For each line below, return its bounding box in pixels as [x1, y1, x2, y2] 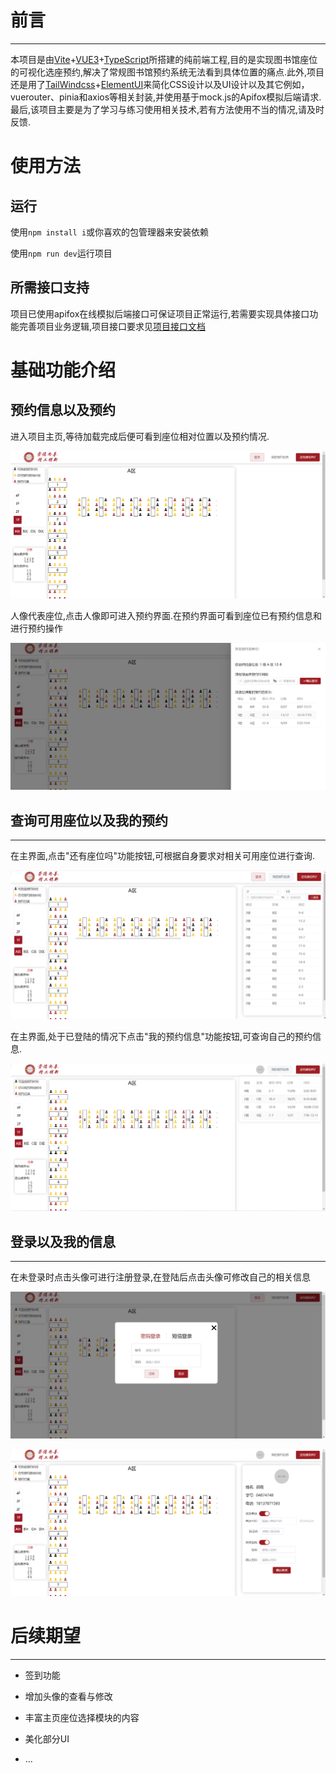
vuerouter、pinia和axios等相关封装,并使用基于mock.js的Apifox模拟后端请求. [10, 91, 322, 103]
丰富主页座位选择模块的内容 [24, 1712, 140, 1724]
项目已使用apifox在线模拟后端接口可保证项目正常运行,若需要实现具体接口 [10, 307, 310, 320]
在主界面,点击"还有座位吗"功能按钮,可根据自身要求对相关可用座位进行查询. [10, 850, 316, 862]
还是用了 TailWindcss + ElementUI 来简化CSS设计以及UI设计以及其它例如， [10, 78, 310, 90]
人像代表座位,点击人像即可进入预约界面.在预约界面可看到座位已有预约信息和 [10, 610, 323, 622]
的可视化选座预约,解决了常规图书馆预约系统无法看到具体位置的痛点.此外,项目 [10, 66, 325, 78]
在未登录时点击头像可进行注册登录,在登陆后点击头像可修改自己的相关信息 [10, 1271, 312, 1283]
